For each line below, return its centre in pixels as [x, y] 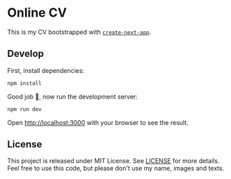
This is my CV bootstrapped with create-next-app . [79, 32]
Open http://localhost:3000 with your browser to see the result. [98, 122]
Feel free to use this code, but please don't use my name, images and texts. [116, 169]
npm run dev [24, 109]
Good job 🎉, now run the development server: [72, 96]
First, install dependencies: [46, 70]
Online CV [37, 13]
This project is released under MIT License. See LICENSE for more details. [113, 161]
